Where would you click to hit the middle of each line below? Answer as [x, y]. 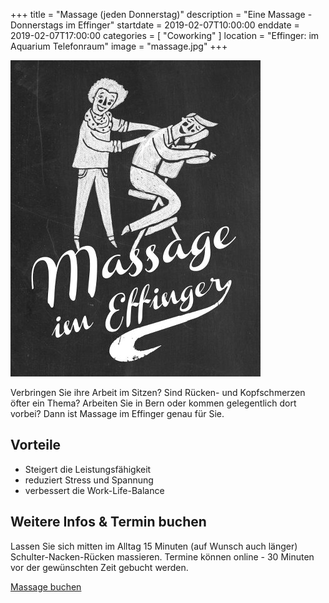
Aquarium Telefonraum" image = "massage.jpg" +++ [119, 46]
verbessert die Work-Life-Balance [94, 490]
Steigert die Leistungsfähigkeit [88, 469]
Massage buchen [46, 586]
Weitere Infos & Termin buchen [108, 522]
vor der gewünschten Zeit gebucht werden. [99, 567]
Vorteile [36, 445]
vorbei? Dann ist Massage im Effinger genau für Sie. [117, 413]
